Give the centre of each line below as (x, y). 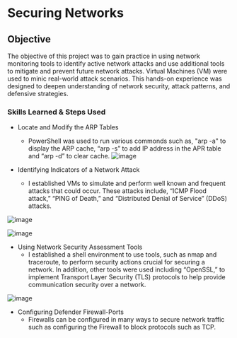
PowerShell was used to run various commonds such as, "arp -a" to (127, 141)
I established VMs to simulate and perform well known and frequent (127, 183)
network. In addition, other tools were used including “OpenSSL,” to (126, 269)
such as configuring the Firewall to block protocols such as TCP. (122, 327)
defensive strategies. (38, 94)
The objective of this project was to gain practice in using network (104, 56)
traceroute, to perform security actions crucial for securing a (116, 262)
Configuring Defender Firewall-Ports (70, 312)
